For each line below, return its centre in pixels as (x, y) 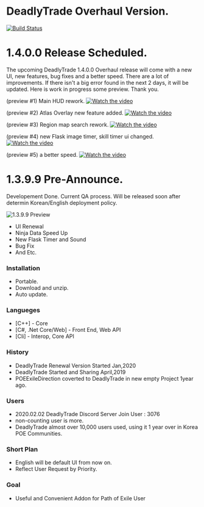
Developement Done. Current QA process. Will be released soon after (93, 196)
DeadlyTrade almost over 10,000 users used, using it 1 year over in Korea (107, 427)
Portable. (26, 281)
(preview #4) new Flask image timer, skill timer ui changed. (80, 136)
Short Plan (22, 449)
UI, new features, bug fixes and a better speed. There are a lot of (88, 76)
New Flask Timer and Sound (51, 239)
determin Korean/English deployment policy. (62, 203)
